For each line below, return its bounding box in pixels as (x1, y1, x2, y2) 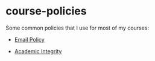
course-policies (5, 4, 87, 18)
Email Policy (14, 36, 45, 43)
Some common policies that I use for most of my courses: (5, 24, 149, 31)
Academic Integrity (14, 47, 62, 55)
